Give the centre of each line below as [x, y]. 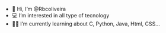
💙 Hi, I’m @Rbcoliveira [39, 9]
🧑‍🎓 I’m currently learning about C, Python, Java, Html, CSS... [86, 24]
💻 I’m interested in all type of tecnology [60, 15]
